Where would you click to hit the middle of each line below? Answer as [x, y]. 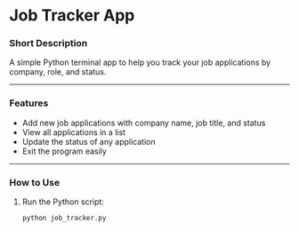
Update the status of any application [89, 141]
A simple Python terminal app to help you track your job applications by [140, 62]
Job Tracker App [72, 16]
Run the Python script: [63, 202]
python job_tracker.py [64, 219]
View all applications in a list [74, 132]
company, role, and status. [58, 72]
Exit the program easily [64, 151]
